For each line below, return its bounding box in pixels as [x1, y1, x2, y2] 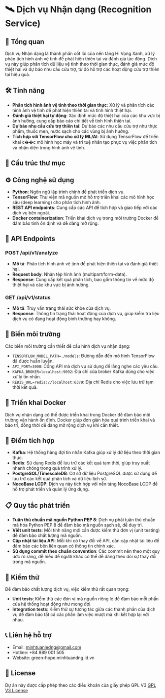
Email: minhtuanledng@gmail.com [12, 644, 81, 650]
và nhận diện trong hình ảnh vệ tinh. [12, 144, 85, 151]
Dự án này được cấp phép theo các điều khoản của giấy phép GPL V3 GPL [5, 682, 157, 688]
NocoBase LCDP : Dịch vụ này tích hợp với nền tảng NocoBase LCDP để [12, 481, 158, 487]
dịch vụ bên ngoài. [12, 210, 50, 216]
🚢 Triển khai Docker [5, 399, 66, 407]
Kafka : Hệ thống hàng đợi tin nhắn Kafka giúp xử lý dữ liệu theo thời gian [12, 450, 160, 455]
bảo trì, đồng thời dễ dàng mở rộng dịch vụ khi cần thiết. [5, 422, 120, 428]
